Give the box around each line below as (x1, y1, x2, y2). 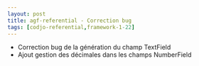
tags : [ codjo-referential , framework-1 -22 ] (7, 23, 135, 31)
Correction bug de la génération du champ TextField (17, 43, 171, 52)
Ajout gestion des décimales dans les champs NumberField (17, 50, 192, 59)
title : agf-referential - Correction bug (7, 17, 132, 24)
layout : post (7, 10, 46, 18)
